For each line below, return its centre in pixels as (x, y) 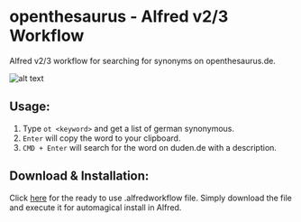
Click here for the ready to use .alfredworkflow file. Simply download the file (151, 198)
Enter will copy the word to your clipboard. (101, 138)
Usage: (30, 107)
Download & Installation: (79, 176)
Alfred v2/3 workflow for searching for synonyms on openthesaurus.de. (143, 60)
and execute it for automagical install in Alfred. (96, 207)
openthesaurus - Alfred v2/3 (119, 17)
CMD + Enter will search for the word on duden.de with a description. (150, 147)
